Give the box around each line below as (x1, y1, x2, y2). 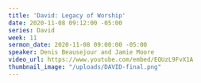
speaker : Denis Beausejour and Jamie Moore (8, 48, 155, 56)
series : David (8, 26, 56, 34)
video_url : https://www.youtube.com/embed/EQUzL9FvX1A (8, 56, 194, 64)
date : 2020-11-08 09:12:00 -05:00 (8, 19, 123, 27)
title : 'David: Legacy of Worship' (8, 11, 126, 20)
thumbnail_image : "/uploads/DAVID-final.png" (8, 63, 161, 71)
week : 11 (8, 33, 37, 42)
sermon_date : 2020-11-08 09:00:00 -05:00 (8, 41, 148, 49)
